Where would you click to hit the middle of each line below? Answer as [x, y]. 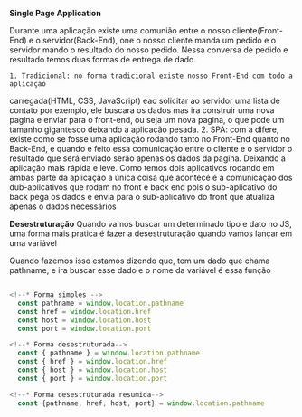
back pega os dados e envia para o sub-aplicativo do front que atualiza [142, 197]
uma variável [33, 243]
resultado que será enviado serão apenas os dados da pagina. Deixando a [148, 158]
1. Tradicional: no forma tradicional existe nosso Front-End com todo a [151, 76]
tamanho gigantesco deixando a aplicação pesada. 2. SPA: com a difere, [144, 129]
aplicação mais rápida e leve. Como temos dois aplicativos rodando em [142, 168]
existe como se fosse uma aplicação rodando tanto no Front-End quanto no [150, 139]
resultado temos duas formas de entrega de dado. [103, 59]
